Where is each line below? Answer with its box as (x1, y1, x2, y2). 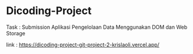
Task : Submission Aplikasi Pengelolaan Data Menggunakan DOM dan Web (6, 23, 188, 31)
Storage (6, 29, 25, 36)
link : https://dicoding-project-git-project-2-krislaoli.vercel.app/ (6, 41, 160, 48)
